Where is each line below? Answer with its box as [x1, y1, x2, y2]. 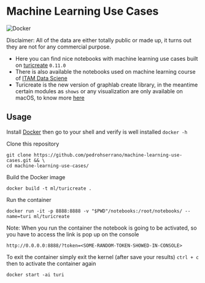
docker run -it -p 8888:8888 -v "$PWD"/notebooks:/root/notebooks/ [6, 207, 183, 214]
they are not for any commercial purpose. [6, 43, 112, 50]
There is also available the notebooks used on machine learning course [15, 68, 196, 75]
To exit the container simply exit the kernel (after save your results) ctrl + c [6, 253, 199, 260]
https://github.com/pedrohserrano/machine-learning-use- [33, 152, 183, 158]
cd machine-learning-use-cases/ [6, 163, 89, 169]
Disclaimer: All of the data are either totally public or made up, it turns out [6, 36, 192, 44]
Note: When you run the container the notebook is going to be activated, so [6, 224, 198, 231]
